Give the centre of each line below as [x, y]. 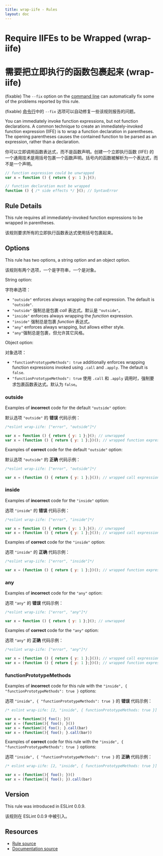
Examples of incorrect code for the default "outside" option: [66, 408]
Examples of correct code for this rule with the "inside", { [64, 742]
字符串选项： [18, 290]
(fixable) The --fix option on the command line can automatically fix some [80, 96]
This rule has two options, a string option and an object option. [68, 260]
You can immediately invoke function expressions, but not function [72, 121]
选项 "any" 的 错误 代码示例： [34, 603]
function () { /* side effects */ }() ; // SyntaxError [62, 191]
